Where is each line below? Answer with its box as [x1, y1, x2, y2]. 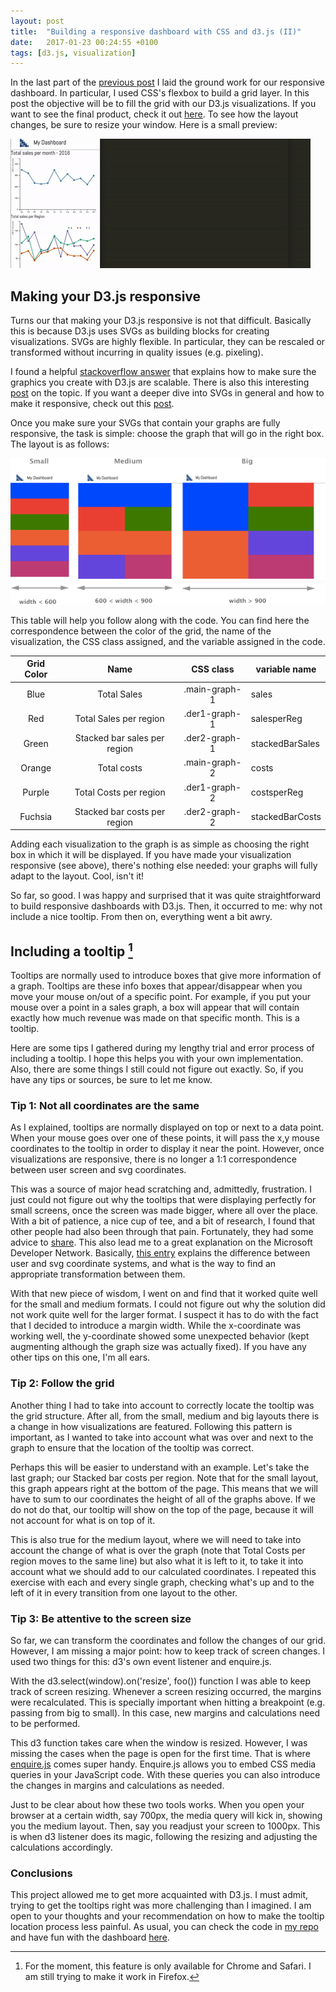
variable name [255, 663, 317, 675]
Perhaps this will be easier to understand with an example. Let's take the [10, 1461, 310, 1473]
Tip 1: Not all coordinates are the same [10, 1099, 200, 1113]
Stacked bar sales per [74, 732, 165, 744]
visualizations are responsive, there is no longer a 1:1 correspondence [10, 1153, 297, 1165]
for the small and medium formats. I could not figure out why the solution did [10, 1298, 326, 1310]
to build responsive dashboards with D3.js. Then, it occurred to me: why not [10, 900, 323, 912]
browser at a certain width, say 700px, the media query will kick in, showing [10, 1809, 323, 1821]
